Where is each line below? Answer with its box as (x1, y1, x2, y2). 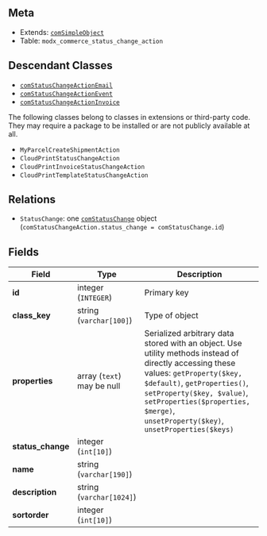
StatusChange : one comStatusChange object (19, 214, 157, 223)
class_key (12, 310, 51, 321)
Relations (8, 193, 56, 206)
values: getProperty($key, (144, 368, 242, 379)
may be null (76, 380, 121, 391)
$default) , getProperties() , (144, 377, 249, 388)
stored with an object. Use (144, 337, 242, 349)
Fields (8, 245, 40, 259)
